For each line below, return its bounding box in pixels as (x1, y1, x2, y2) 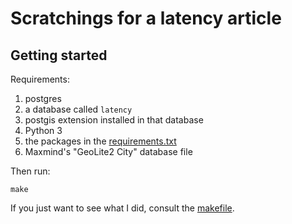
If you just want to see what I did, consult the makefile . (10, 202, 235, 214)
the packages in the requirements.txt (24, 135, 177, 147)
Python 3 (24, 125, 63, 136)
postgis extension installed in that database (24, 114, 204, 126)
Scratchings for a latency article (10, 7, 282, 30)
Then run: (10, 165, 51, 177)
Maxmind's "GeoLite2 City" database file (24, 146, 193, 157)
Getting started (10, 47, 108, 64)
